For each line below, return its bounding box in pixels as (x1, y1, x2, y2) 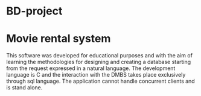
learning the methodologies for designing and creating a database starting (6, 59, 191, 66)
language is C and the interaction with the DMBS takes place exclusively (6, 71, 186, 78)
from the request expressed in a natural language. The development (6, 65, 176, 72)
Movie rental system (6, 32, 111, 46)
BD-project (6, 4, 63, 18)
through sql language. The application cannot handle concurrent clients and (6, 77, 195, 85)
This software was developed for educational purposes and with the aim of (6, 52, 193, 59)
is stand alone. (6, 84, 43, 91)
